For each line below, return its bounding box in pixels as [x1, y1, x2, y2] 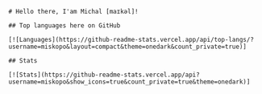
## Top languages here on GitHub [8, 22, 121, 30]
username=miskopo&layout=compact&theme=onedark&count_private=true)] [8, 43, 247, 51]
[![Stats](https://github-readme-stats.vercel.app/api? [8, 71, 200, 79]
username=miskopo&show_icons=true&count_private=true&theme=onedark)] [8, 78, 251, 86]
